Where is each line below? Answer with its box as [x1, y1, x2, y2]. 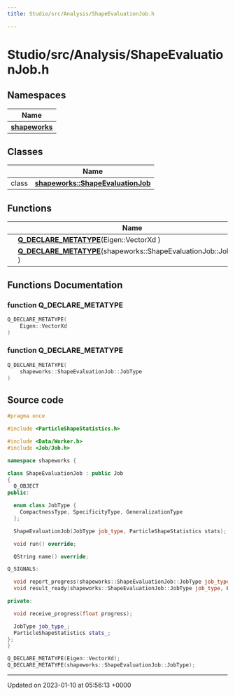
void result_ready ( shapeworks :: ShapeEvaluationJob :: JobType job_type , [13, 585, 224, 592]
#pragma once [7, 413, 45, 420]
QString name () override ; [13, 553, 90, 560]
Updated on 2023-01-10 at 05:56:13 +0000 [7, 681, 131, 690]
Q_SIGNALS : [7, 565, 39, 573]
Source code [7, 394, 64, 406]
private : [7, 598, 33, 605]
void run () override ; [13, 540, 77, 547]
